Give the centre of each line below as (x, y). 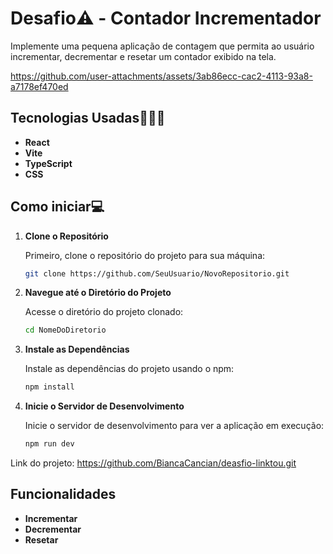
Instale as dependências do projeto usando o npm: (129, 369)
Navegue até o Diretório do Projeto (98, 293)
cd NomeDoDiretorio (65, 330)
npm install (49, 387)
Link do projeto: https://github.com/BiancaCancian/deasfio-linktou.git (153, 463)
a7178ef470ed (39, 86)
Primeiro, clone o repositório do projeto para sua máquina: (145, 255)
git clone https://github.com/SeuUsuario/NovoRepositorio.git (157, 273)
